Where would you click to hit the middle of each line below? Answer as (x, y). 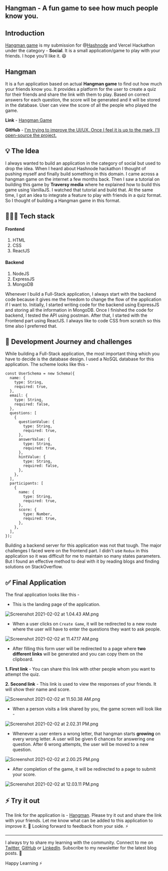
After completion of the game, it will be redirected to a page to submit (84, 769)
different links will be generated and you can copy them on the (78, 654)
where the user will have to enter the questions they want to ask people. (86, 629)
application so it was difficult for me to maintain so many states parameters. (83, 556)
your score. (24, 775)
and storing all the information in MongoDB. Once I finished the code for (79, 310)
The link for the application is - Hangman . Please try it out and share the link (83, 815)
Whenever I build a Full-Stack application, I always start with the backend (81, 294)
